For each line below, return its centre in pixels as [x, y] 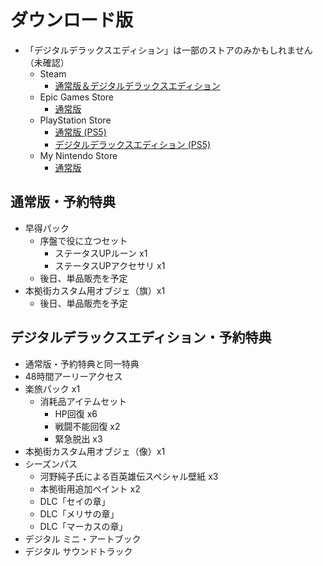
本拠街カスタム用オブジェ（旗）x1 [95, 290]
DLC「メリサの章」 [79, 513]
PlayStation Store [75, 120]
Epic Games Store [76, 97]
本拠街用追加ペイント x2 [90, 488]
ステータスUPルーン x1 [101, 253]
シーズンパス [51, 463]
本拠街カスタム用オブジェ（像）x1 [95, 451]
